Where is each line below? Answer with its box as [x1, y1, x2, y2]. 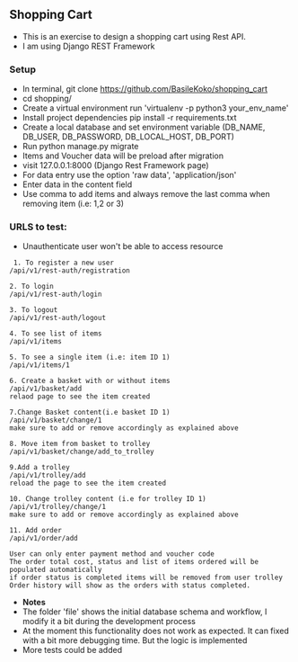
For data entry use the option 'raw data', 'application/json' [22, 170, 237, 181]
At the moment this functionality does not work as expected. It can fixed [22, 625, 290, 637]
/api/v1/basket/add [9, 384, 83, 394]
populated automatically [9, 566, 102, 575]
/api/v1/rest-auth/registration [9, 266, 130, 275]
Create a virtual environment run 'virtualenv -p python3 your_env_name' [22, 103, 289, 113]
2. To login [9, 282, 54, 291]
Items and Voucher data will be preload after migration [22, 150, 224, 161]
